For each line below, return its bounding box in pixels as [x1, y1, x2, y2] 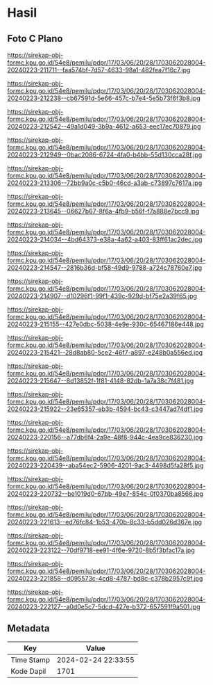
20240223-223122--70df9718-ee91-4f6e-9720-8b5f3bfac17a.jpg [7, 546, 196, 554]
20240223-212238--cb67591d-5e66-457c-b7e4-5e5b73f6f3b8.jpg [7, 94, 201, 102]
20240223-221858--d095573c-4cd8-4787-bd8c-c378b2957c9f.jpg [7, 574, 203, 582]
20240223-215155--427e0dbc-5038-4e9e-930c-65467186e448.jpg [7, 320, 205, 328]
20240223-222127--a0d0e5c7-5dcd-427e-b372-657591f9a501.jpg [7, 603, 201, 611]
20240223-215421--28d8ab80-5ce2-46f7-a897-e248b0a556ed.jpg [7, 348, 203, 356]
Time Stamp [10, 655, 51, 665]
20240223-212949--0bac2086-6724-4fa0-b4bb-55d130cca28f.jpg [7, 151, 203, 159]
